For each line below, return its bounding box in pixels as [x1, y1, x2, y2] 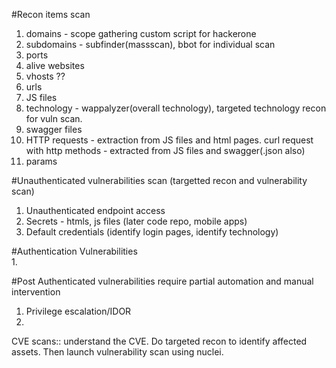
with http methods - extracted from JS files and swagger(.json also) [25, 145, 306, 156]
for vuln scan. [25, 113, 83, 124]
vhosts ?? [25, 70, 66, 82]
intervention [11, 286, 61, 298]
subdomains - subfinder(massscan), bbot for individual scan [25, 39, 276, 50]
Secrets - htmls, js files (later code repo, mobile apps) [25, 215, 248, 227]
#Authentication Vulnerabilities [11, 245, 138, 257]
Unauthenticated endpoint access [25, 205, 166, 216]
